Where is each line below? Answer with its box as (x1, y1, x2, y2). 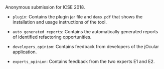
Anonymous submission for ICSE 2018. (5, 4, 85, 10)
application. (12, 49, 37, 55)
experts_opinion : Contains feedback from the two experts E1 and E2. (12, 59, 155, 64)
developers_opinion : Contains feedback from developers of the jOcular (12, 44, 159, 49)
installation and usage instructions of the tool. (12, 19, 107, 25)
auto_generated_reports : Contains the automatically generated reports (12, 29, 158, 34)
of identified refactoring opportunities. (12, 34, 92, 40)
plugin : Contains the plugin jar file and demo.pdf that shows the (12, 14, 143, 19)
